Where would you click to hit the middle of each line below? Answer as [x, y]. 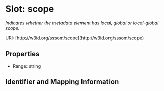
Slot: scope [30, 9]
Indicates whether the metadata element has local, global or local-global [82, 23]
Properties [22, 54]
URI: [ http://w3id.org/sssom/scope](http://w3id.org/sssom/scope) [75, 38]
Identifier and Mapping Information [62, 82]
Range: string [27, 66]
